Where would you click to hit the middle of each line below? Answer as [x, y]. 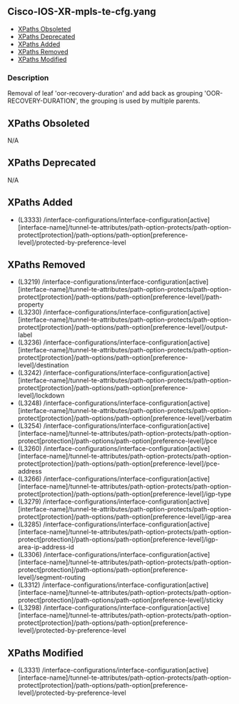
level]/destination [43, 365]
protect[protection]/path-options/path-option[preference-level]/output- [123, 327]
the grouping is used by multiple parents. [140, 101]
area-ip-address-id [46, 547]
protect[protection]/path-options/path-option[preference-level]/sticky [121, 600]
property [31, 305]
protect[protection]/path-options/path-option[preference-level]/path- [120, 297]
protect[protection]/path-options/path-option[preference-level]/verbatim [125, 418]
